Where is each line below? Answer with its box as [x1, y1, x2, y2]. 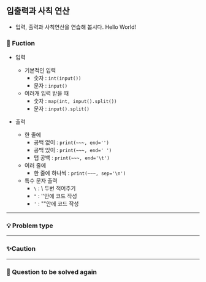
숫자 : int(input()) [33, 74, 82, 82]
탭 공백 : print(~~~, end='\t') [33, 154, 110, 161]
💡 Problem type [6, 221, 53, 230]
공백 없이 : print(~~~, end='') [33, 139, 109, 146]
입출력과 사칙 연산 [6, 6, 70, 17]
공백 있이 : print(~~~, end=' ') [33, 147, 112, 154]
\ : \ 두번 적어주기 [33, 185, 76, 192]
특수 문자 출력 [24, 177, 58, 185]
